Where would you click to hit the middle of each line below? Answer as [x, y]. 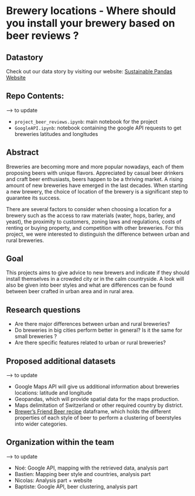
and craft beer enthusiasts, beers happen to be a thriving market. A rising [95, 179]
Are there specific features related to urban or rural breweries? [90, 343]
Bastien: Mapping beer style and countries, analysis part [83, 474]
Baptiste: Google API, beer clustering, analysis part [76, 486]
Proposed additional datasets [61, 361]
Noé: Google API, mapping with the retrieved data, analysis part [91, 468]
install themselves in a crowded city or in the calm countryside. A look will [95, 279]
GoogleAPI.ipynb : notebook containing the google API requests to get [98, 128]
